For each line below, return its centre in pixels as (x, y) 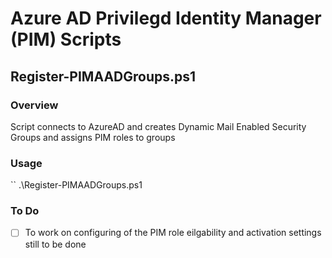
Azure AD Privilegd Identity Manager (166, 18)
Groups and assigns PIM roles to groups (93, 137)
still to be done (55, 244)
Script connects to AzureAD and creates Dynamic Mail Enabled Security (158, 126)
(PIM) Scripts (66, 39)
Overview (34, 105)
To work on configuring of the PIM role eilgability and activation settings (173, 233)
